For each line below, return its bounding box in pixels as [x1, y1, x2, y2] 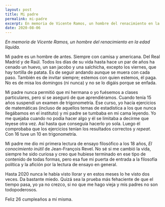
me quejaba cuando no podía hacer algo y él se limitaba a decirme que [5, 116, 149, 121]
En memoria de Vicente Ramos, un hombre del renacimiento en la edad [5, 39, 150, 45]
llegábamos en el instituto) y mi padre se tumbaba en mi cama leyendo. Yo [5, 110, 156, 116]
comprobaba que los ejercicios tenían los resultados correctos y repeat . [5, 126, 151, 132]
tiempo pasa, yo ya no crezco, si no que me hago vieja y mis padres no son [5, 181, 158, 187]
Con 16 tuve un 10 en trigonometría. [5, 131, 77, 137]
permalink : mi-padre [5, 16, 48, 21]
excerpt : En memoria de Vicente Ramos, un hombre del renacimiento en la [5, 21, 160, 26]
